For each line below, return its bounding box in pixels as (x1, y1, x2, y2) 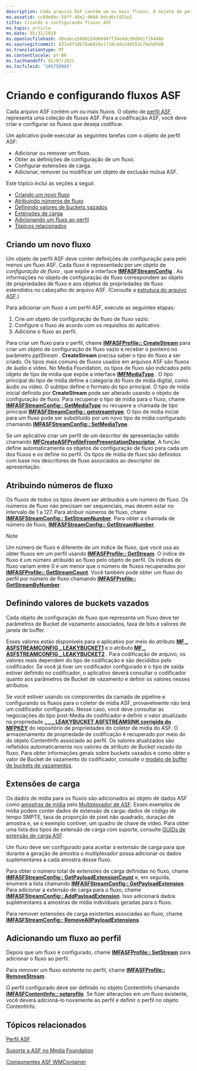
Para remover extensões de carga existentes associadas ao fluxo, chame (6, 910, 183, 917)
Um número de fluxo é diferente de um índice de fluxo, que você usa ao (6, 544, 180, 551)
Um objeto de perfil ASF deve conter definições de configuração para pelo (6, 255, 186, 262)
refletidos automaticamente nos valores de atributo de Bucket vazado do (6, 743, 182, 750)
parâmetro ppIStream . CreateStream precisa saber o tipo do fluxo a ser (6, 352, 181, 359)
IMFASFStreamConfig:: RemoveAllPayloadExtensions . (6, 916, 141, 923)
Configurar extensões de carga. (14, 162, 92, 169)
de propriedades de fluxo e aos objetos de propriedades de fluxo (6, 280, 164, 287)
